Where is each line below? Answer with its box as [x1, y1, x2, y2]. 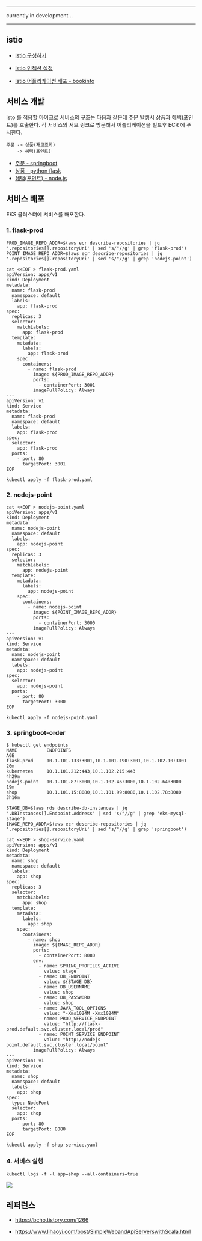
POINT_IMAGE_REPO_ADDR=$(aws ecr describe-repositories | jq [6, 250, 163, 256]
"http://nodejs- [63, 1037, 103, 1043]
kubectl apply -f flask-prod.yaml [6, 476, 93, 483]
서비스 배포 [6, 194, 45, 204]
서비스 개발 [6, 97, 45, 107]
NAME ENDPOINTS [6, 747, 71, 753]
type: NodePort [11, 1100, 50, 1106]
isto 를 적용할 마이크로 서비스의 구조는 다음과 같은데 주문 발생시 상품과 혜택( [6, 114, 184, 121]
